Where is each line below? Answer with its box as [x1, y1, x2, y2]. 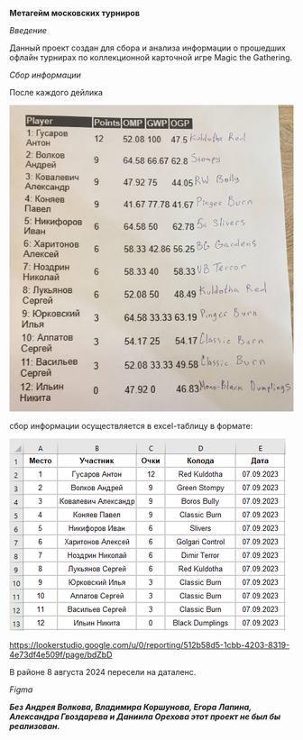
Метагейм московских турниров [9, 8, 140, 18]
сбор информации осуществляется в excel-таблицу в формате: [9, 420, 253, 431]
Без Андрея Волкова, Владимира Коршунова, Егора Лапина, [9, 701, 252, 712]
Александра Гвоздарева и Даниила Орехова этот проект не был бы [9, 711, 281, 722]
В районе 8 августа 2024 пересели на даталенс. [9, 666, 197, 677]
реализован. [9, 720, 60, 731]
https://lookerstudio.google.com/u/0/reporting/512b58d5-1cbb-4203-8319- [9, 639, 290, 650]
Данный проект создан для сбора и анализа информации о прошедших [9, 42, 287, 53]
